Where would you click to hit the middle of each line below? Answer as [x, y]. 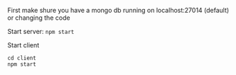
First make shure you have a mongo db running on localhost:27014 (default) [118, 10]
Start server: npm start [41, 31]
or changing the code [39, 18]
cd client [22, 58]
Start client [23, 45]
